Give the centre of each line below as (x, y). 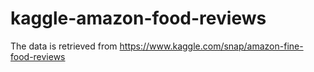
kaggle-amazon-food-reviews (138, 18)
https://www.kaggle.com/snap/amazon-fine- (211, 46)
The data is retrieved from (64, 46)
